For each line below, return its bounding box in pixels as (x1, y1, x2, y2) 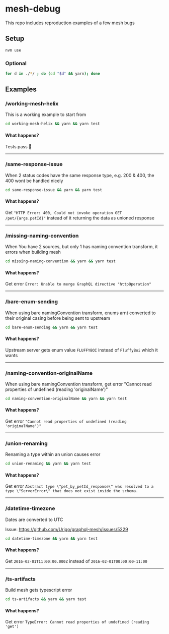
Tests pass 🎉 (5, 143, 32, 149)
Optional (5, 60, 27, 67)
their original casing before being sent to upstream (5, 315, 111, 321)
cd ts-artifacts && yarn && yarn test (5, 597, 87, 602)
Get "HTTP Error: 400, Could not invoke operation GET (5, 209, 122, 215)
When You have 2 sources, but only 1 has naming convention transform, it (5, 244, 158, 250)
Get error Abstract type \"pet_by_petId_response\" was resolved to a (5, 483, 154, 489)
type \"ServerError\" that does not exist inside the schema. (5, 489, 138, 494)
